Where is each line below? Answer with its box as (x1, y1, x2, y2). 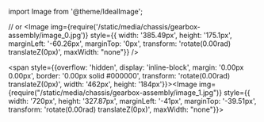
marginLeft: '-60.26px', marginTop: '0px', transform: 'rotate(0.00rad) (8, 39, 231, 48)
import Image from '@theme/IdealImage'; (8, 7, 143, 16)
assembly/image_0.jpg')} (8, 31, 89, 40)
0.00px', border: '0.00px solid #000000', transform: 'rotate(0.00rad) (8, 71, 231, 80)
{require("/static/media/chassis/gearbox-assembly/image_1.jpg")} (8, 88, 223, 97)
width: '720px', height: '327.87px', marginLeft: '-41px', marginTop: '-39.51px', (8, 97, 257, 105)
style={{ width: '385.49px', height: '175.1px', (90, 31, 232, 40)
